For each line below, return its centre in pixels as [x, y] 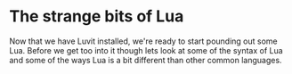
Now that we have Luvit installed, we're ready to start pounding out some [143, 41]
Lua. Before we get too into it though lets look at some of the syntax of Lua [146, 50]
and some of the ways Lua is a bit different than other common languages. [146, 60]
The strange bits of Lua [97, 16]
